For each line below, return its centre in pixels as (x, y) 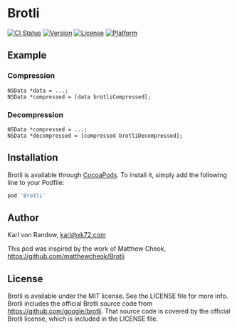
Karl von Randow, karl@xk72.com (57, 235)
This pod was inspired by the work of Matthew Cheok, (87, 249)
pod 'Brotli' (27, 195)
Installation (33, 157)
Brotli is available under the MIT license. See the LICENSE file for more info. (118, 296)
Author (23, 218)
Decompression (36, 114)
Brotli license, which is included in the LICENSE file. (83, 319)
